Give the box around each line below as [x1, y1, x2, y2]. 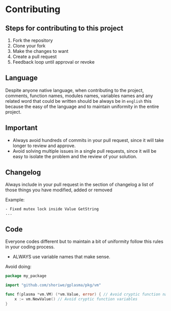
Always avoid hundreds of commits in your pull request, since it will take [12, 137, 164, 143]
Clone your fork [12, 43, 46, 49]
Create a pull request [12, 53, 57, 60]
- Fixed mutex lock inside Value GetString [5, 207, 99, 212]
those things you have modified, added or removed [5, 187, 113, 193]
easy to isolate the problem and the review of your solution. [12, 153, 137, 159]
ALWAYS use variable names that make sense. [12, 253, 110, 260]
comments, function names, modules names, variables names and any [5, 93, 153, 99]
